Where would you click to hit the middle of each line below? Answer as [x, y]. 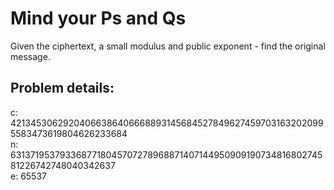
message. [30, 56]
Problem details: [62, 88]
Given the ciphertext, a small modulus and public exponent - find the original [168, 46]
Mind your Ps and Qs [98, 18]
